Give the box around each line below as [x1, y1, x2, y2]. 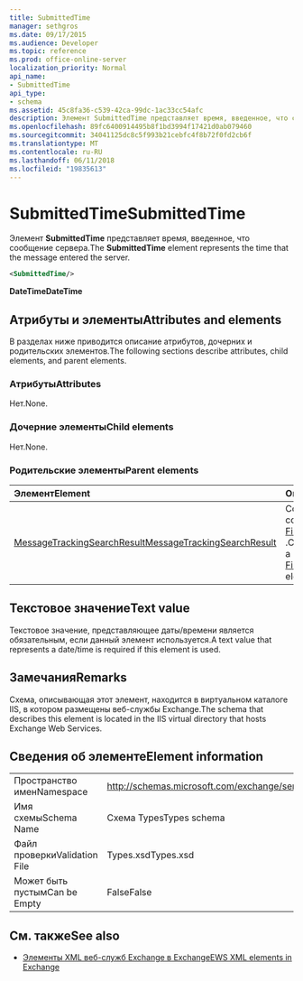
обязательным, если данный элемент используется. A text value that [9, 634, 272, 645]
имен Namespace [14, 786, 88, 799]
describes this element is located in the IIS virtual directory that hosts [9, 713, 267, 724]
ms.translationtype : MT [9, 139, 99, 148]
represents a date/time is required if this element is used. [9, 643, 221, 654]
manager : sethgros [9, 22, 78, 31]
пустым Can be [14, 886, 78, 899]
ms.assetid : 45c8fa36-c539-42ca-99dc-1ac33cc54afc [9, 106, 204, 115]
